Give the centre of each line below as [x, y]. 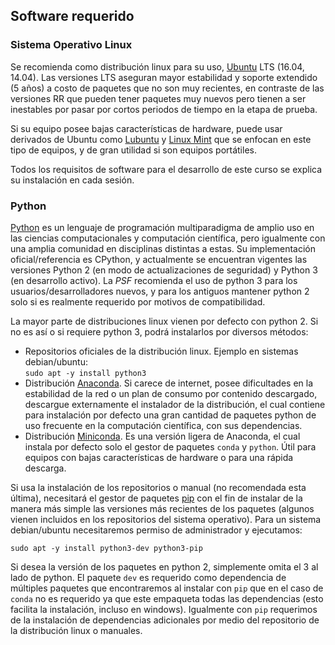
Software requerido [72, 16]
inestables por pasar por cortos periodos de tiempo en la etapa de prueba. [164, 109]
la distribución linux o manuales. [76, 630]
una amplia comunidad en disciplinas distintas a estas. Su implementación [163, 248]
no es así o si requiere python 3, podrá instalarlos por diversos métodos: [159, 331]
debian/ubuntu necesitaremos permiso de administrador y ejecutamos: [156, 530]
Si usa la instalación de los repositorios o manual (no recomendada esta [158, 487]
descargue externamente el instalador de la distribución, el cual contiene [175, 404]
